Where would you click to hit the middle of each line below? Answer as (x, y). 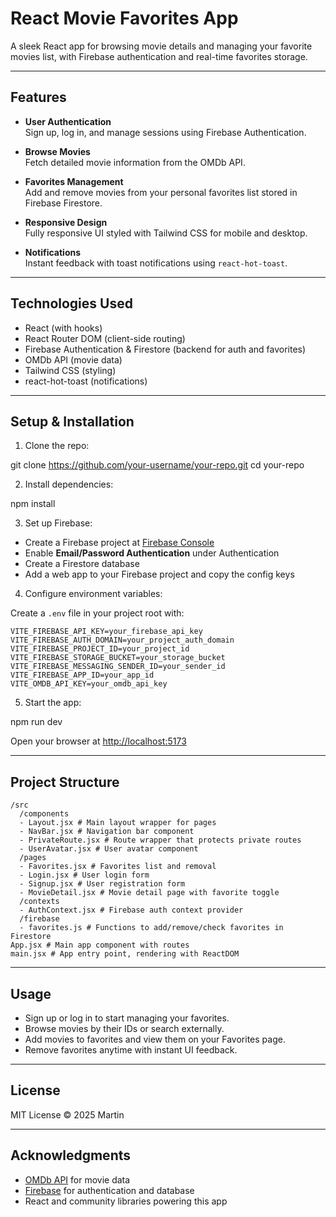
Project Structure (65, 782)
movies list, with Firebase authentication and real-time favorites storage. (159, 56)
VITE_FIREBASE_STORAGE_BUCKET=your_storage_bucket (118, 658)
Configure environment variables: (93, 594)
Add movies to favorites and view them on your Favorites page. (155, 1039)
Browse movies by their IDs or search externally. (124, 1028)
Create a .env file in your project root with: (97, 613)
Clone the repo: (57, 446)
